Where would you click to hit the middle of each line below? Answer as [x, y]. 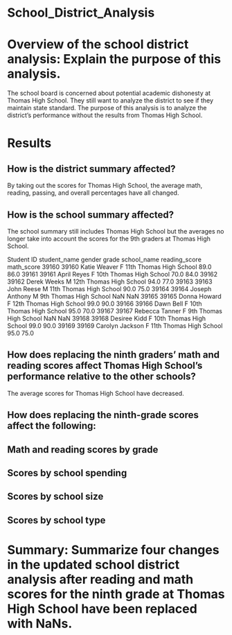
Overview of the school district [98, 45]
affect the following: [52, 426]
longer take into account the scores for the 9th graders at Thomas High [109, 238]
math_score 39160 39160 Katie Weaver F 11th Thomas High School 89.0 [109, 267]
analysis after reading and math [100, 579]
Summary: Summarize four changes [113, 550]
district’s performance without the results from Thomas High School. [105, 115]
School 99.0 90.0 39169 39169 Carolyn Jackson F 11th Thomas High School [115, 325]
